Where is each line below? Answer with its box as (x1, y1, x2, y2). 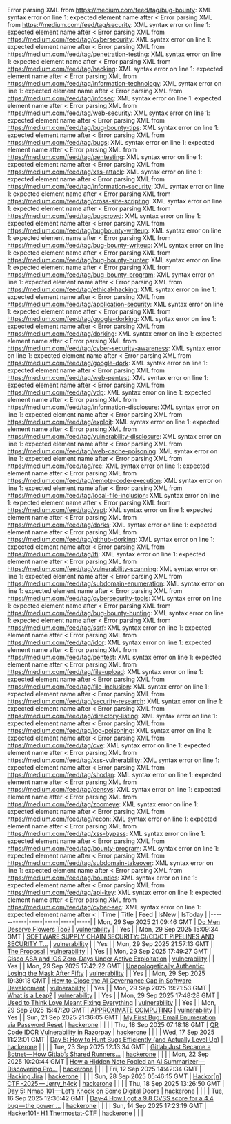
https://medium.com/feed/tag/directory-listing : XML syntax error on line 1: (7, 712, 217, 720)
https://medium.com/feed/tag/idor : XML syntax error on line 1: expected (7, 638, 212, 646)
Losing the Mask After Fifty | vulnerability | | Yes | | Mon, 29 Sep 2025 (7, 969, 205, 977)
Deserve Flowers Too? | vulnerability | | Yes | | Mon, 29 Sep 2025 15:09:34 (7, 925, 219, 933)
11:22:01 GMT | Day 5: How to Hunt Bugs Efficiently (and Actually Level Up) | (7, 1035, 223, 1044)
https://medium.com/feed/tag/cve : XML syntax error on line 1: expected (7, 741, 211, 750)
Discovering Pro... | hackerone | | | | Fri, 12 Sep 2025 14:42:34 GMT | (7, 1065, 202, 1073)
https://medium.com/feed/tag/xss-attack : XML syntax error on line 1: (7, 167, 202, 176)
